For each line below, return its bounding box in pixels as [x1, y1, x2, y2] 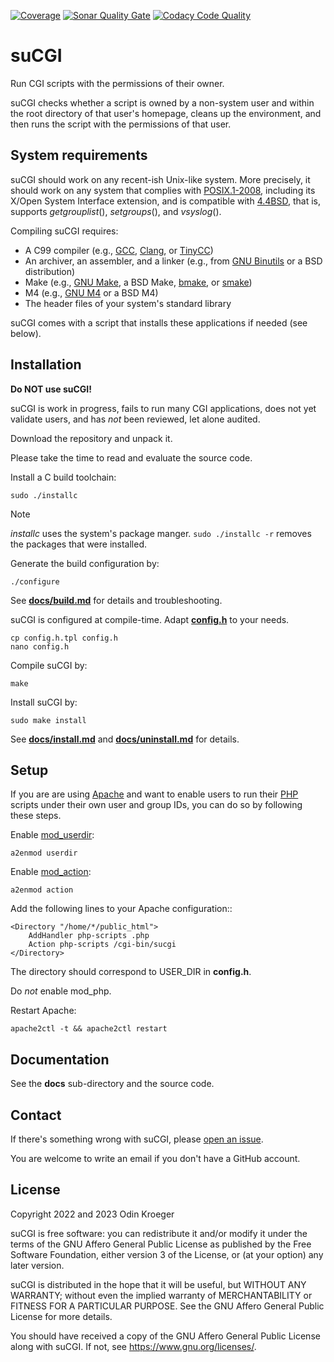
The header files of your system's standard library [24, 297, 232, 309]
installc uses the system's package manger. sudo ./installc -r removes [10, 527, 312, 539]
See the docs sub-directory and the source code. [10, 1078, 215, 1090]
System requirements [10, 147, 148, 164]
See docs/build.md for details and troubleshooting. [10, 594, 223, 606]
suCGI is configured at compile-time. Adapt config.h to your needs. [10, 613, 290, 625]
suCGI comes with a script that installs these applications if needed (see [10, 316, 308, 329]
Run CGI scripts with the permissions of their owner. [10, 77, 225, 89]
